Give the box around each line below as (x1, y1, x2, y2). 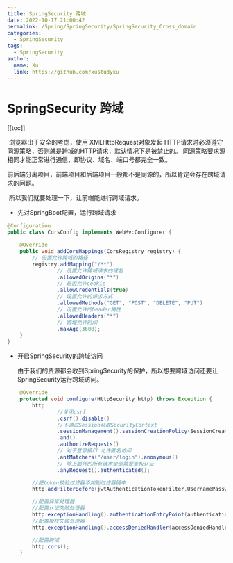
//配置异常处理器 (32, 498, 75, 505)
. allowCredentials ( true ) (56, 286, 129, 294)
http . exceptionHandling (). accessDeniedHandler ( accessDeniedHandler (32, 524, 231, 531)
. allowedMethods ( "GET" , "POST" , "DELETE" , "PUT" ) (56, 300, 203, 307)
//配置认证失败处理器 (32, 505, 85, 512)
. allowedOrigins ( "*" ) (56, 274, 119, 281)
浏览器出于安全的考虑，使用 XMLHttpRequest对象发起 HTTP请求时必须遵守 (8, 138, 223, 147)
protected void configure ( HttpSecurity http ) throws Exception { (19, 395, 213, 403)
